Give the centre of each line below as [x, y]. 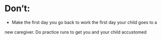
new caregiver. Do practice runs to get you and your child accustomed [76, 32]
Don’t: [17, 9]
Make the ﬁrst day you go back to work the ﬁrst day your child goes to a [84, 22]
